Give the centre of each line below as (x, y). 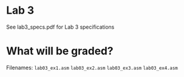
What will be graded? (60, 51)
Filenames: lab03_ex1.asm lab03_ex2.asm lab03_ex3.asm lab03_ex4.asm (92, 67)
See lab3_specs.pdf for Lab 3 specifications (60, 27)
